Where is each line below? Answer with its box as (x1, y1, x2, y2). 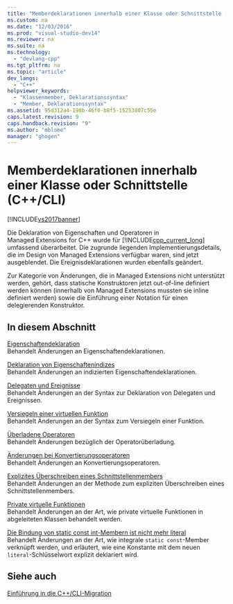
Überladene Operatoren (7, 430, 75, 438)
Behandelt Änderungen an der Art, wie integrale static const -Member (7, 536, 209, 544)
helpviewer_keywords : (7, 87, 70, 94)
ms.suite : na (7, 42, 45, 49)
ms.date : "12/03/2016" (7, 23, 73, 30)
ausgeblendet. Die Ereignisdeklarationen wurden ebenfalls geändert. (7, 258, 203, 267)
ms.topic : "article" (7, 68, 67, 75)
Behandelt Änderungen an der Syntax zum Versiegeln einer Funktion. (7, 417, 205, 425)
